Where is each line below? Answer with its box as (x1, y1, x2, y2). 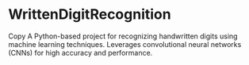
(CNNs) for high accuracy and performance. (8, 48, 153, 57)
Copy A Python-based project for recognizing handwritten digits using (8, 31, 238, 41)
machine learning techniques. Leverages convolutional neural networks (8, 39, 242, 49)
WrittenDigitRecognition (8, 5, 172, 23)
